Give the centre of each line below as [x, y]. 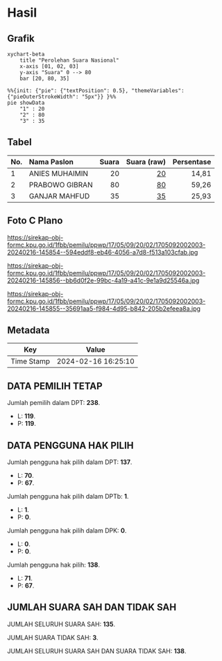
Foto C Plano [35, 221]
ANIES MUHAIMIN [59, 173]
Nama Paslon [51, 162]
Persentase [192, 162]
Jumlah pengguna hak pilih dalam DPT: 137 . [70, 462]
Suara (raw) [146, 162]
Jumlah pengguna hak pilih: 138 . [54, 565]
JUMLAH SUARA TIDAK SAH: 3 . [53, 637]
